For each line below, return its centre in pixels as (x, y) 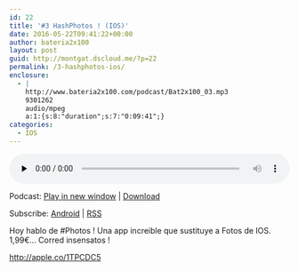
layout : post (33, 51)
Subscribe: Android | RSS (56, 213)
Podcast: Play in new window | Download (85, 195)
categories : (31, 125)
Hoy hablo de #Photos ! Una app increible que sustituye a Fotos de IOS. (140, 230)
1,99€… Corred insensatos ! (60, 240)
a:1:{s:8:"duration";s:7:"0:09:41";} (95, 116)
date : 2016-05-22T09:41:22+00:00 (71, 34)
